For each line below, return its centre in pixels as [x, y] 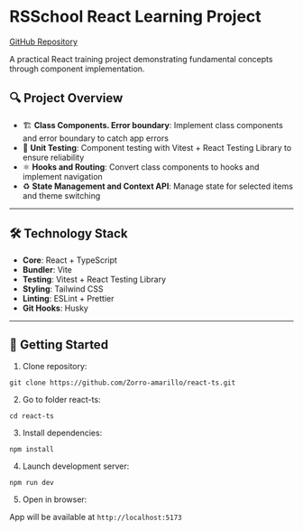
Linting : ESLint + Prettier [68, 298]
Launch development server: [76, 466]
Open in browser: [55, 499]
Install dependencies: [62, 433]
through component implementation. [77, 69]
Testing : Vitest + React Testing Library [94, 279]
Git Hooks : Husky [55, 308]
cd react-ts [32, 416]
